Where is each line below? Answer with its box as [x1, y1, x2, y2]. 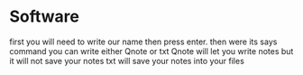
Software [9, 6, 79, 27]
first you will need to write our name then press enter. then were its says [9, 36, 278, 47]
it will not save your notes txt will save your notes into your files [9, 55, 245, 66]
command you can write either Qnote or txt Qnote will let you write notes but [9, 45, 294, 56]
